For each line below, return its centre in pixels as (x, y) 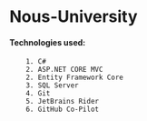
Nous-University (73, 17)
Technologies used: (48, 42)
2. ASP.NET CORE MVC (64, 70)
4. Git (38, 94)
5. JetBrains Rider (63, 102)
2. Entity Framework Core (75, 78)
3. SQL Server (52, 86)
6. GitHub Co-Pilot (63, 110)
